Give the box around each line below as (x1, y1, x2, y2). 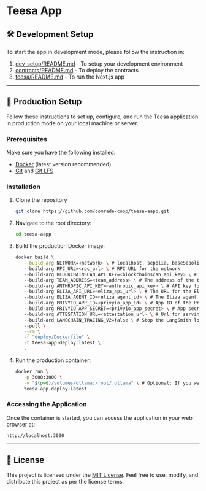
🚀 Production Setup (6, 96, 82, 107)
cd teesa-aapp (15, 231, 51, 238)
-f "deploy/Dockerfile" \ (23, 334, 90, 341)
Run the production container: (15, 357, 91, 364)
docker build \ (15, 254, 55, 261)
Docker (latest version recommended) (15, 161, 112, 168)
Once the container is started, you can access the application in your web (6, 414, 193, 421)
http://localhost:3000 (6, 432, 64, 439)
